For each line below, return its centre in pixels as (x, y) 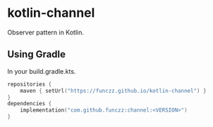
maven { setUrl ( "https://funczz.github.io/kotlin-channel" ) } (113, 91)
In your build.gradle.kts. (42, 71)
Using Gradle (36, 54)
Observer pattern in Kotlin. (46, 32)
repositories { (30, 84)
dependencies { (30, 104)
